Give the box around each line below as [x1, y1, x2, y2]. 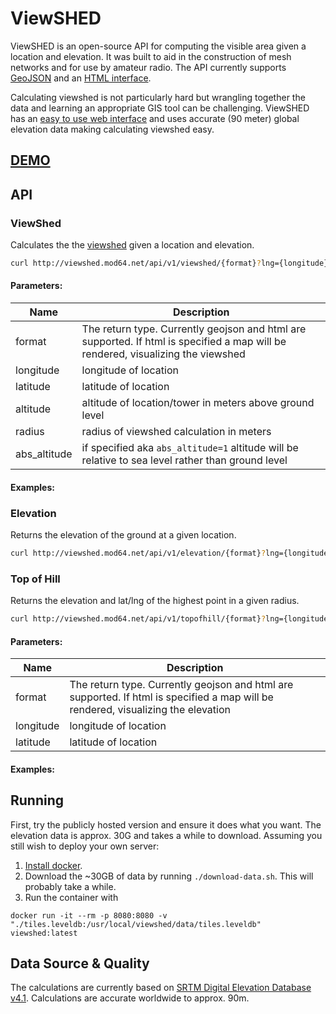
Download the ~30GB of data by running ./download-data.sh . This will [24, 870, 314, 882]
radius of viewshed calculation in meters [81, 425, 272, 439]
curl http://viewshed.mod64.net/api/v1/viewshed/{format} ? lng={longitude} [10, 258, 329, 269]
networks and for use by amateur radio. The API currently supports [10, 61, 287, 73]
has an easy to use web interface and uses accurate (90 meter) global [10, 112, 300, 124]
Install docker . [24, 859, 83, 871]
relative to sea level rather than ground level [81, 453, 288, 467]
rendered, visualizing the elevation [69, 703, 231, 717]
